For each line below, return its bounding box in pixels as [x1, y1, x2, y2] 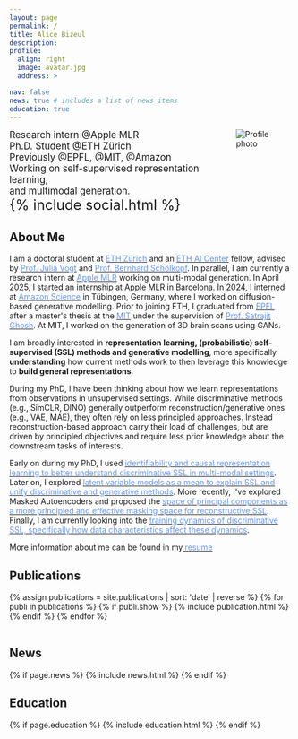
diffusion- [238, 291, 276, 302]
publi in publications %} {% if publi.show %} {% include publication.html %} [9, 602, 289, 612]
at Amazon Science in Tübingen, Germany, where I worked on [9, 291, 237, 302]
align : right [17, 55, 66, 64]
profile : [9, 47, 42, 56]
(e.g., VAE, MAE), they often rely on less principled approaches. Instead [9, 412, 273, 422]
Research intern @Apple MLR [9, 129, 140, 142]
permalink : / [9, 22, 58, 30]
